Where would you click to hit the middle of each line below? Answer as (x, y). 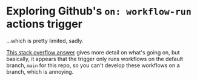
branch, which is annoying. (40, 71)
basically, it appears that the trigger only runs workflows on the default (95, 59)
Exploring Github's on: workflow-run (99, 11)
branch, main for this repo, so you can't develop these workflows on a (93, 65)
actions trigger (45, 24)
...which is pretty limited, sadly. (45, 40)
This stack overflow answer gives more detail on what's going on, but (93, 52)
